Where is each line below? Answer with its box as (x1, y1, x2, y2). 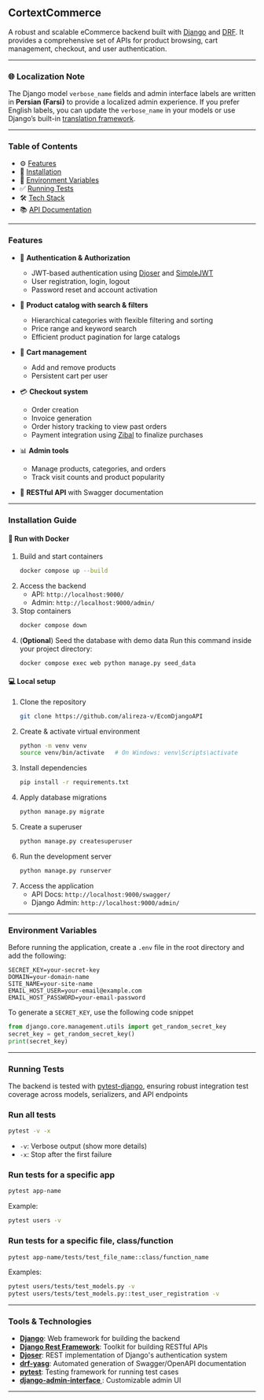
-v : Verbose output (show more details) (19, 1141, 148, 1151)
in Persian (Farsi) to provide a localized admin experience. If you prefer (8, 98, 240, 107)
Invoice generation (31, 413, 92, 423)
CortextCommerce (8, 6, 102, 20)
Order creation (31, 404, 79, 414)
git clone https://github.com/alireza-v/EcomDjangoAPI (19, 712, 203, 720)
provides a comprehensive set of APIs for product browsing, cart (8, 35, 218, 45)
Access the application (19, 881, 94, 890)
